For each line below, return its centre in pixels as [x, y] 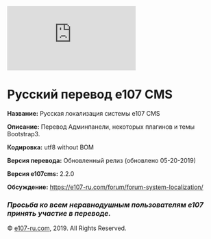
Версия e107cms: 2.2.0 [41, 173]
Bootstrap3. [24, 134]
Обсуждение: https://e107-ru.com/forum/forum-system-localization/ [105, 187]
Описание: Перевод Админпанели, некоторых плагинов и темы [101, 127]
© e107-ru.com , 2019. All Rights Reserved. [67, 228]
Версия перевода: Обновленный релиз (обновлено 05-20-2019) [102, 160]
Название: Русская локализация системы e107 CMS [84, 113]
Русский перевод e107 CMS [90, 95]
